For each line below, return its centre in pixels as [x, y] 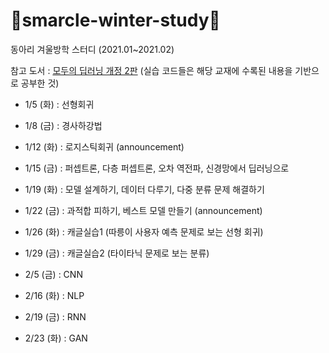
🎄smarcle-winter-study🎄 [115, 20]
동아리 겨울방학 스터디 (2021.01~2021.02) [92, 49]
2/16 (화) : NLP [54, 295]
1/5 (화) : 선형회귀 [59, 104]
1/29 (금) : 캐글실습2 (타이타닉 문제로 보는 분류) [117, 253]
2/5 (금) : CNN [53, 274]
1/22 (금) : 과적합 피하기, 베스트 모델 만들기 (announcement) [143, 210]
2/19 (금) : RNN [55, 316]
